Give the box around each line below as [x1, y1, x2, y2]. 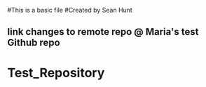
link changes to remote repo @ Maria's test [7, 26, 199, 38]
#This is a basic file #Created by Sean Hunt [7, 6, 133, 14]
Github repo [7, 37, 61, 49]
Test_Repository [7, 65, 105, 81]
